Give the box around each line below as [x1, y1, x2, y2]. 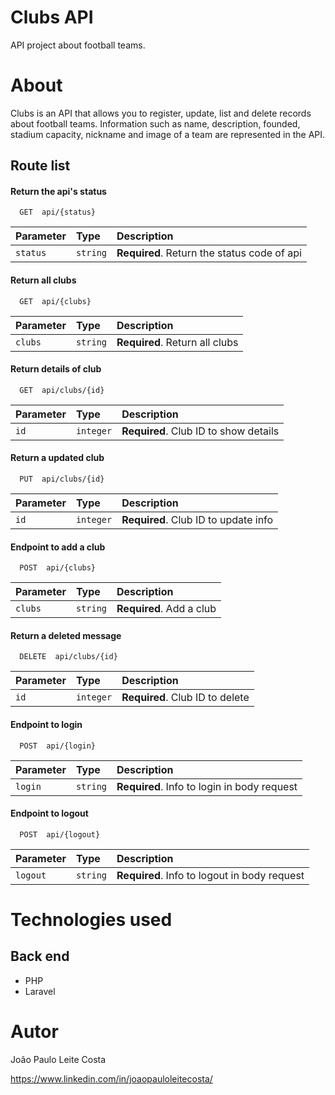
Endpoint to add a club [10, 541, 106, 553]
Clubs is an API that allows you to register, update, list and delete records [10, 107, 312, 119]
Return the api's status [10, 185, 107, 197]
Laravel [24, 985, 56, 997]
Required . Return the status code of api [116, 246, 302, 260]
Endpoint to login [10, 719, 83, 731]
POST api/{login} [19, 741, 97, 751]
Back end [10, 948, 70, 965]
